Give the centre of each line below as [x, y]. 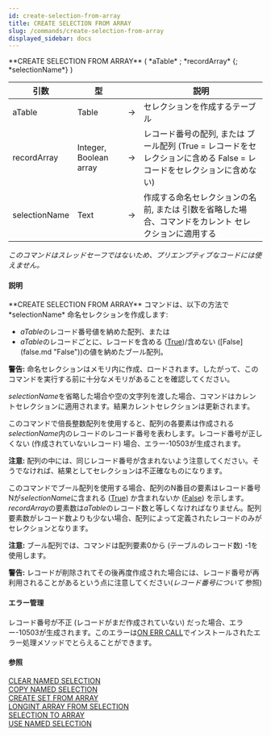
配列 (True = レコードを [204, 146]
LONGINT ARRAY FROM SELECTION [69, 706]
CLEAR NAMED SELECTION [54, 680]
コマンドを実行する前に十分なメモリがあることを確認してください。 [121, 379]
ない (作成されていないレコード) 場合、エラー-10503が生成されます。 [130, 443]
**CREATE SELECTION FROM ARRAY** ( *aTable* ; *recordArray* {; [123, 61]
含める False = [219, 158]
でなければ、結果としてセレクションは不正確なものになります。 [121, 471]
